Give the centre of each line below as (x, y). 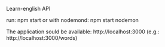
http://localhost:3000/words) (42, 38)
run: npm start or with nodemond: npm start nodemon (73, 20)
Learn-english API (28, 9)
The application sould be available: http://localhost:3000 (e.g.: (83, 32)
